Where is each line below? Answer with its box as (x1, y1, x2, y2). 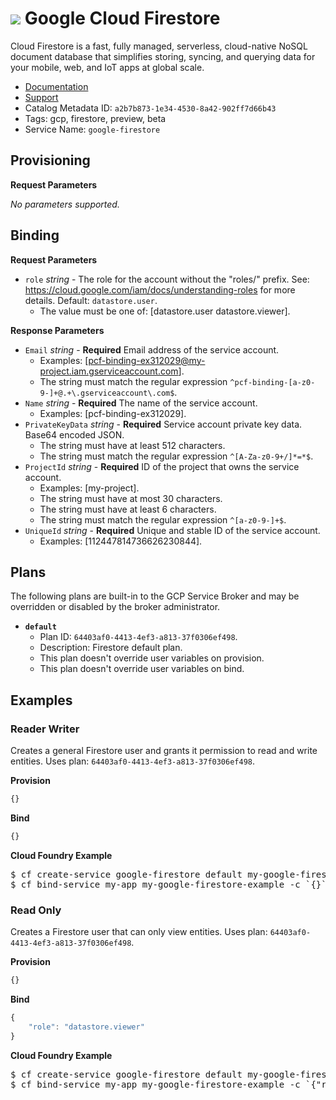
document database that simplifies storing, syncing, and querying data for (10, 50, 316, 62)
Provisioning (10, 152, 91, 169)
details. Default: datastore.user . (24, 294, 158, 306)
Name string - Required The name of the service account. (24, 397, 258, 409)
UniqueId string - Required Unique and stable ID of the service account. (24, 524, 321, 536)
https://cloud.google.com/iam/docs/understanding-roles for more (24, 283, 296, 296)
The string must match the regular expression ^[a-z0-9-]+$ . (39, 513, 287, 526)
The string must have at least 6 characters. (39, 503, 217, 515)
